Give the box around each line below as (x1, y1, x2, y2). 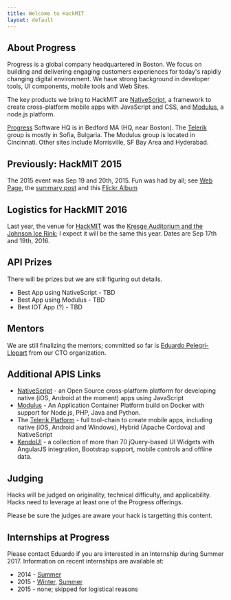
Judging (7, 473, 43, 484)
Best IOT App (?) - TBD (16, 302, 82, 311)
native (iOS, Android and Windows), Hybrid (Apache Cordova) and (16, 423, 206, 431)
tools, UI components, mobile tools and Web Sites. (7, 82, 150, 90)
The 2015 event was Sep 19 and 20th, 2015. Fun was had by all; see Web (7, 176, 213, 185)
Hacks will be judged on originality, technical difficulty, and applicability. (7, 490, 212, 499)
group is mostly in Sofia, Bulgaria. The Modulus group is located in (7, 131, 196, 139)
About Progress (7, 42, 76, 54)
